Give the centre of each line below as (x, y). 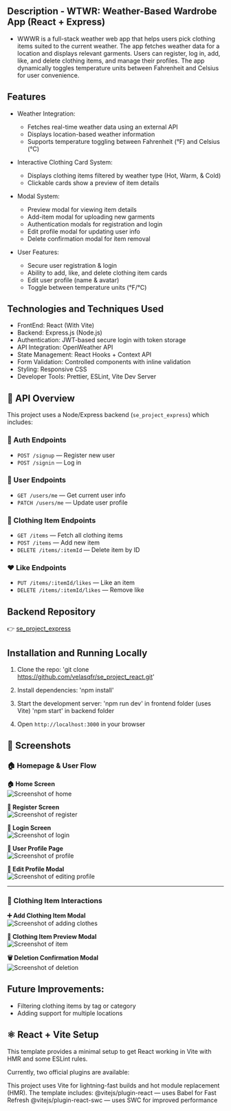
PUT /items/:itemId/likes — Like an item (76, 583)
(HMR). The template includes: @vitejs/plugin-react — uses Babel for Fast (112, 1092)
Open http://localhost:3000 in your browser (81, 724)
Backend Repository (52, 612)
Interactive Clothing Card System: (65, 162)
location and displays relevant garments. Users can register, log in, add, (119, 53)
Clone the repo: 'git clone (53, 670)
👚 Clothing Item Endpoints (52, 520)
